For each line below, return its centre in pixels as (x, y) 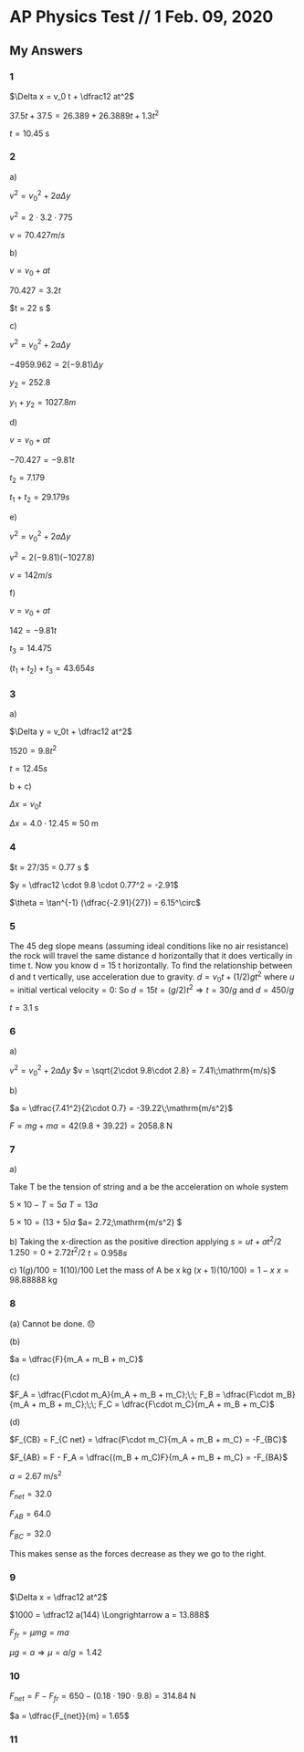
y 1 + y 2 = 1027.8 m (43, 403)
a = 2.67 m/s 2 (36, 1475)
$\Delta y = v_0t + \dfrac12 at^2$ (71, 731)
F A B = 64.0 (31, 1515)
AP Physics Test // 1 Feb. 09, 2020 (142, 17)
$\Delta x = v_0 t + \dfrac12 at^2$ (72, 96)
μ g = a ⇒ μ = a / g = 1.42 (56, 1652)
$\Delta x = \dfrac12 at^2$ (58, 1597)
